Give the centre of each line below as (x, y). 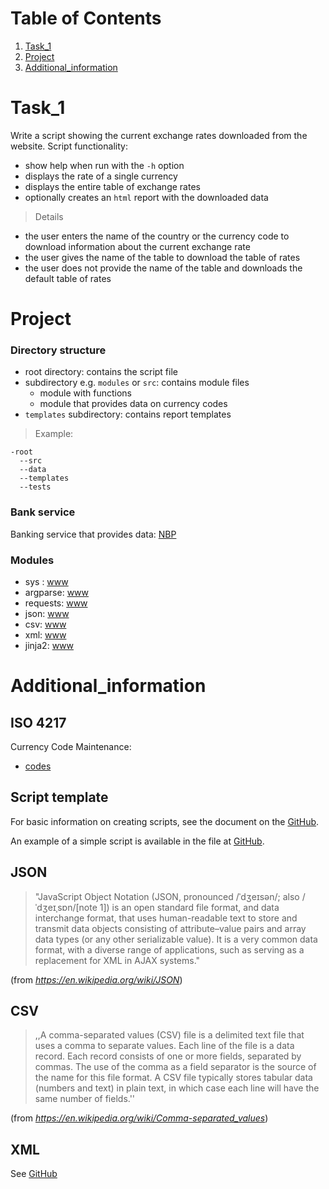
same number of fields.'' (85, 1099)
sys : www (46, 581)
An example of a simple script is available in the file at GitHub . (137, 841)
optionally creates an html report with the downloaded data (146, 197)
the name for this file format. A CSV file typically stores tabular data (173, 1078)
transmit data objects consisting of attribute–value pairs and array (170, 928)
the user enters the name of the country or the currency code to (157, 236)
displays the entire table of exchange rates (112, 186)
